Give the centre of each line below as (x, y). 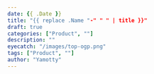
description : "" (31, 40)
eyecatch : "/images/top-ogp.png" (57, 47)
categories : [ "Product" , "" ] (50, 33)
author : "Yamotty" (34, 60)
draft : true (25, 27)
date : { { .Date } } (34, 14)
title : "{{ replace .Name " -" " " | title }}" (77, 20)
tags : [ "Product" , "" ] (41, 54)
